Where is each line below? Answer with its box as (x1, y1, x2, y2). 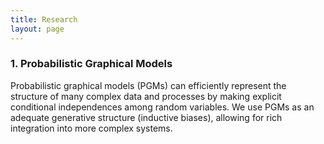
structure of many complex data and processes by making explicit (10, 90, 282, 102)
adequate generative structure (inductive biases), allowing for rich (10, 111, 283, 123)
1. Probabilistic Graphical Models (10, 57, 173, 71)
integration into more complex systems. (10, 122, 173, 134)
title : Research (10, 14, 78, 25)
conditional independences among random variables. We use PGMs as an (10, 101, 315, 113)
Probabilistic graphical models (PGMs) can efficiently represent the (10, 79, 287, 91)
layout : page (10, 24, 65, 34)
